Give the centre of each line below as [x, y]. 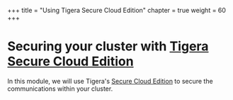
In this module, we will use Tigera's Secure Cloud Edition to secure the [110, 81]
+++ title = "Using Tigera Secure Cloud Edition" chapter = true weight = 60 [117, 10]
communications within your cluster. [60, 89]
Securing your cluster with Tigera [108, 46]
